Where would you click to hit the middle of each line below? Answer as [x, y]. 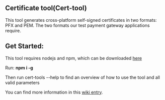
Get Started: [24, 46]
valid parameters [22, 82]
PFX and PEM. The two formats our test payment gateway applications [78, 25]
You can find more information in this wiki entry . [54, 92]
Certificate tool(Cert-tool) [46, 8]
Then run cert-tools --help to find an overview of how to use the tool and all [82, 77]
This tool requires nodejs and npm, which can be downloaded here [74, 58]
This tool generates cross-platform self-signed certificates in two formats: [81, 20]
